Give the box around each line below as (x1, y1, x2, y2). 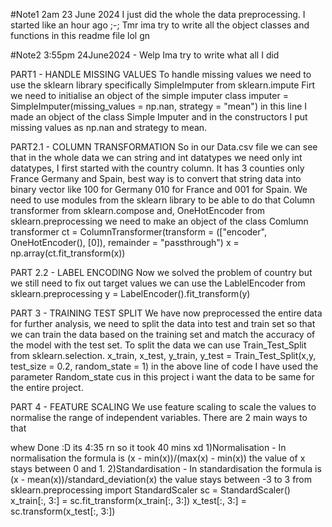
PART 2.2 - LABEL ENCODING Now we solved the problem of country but (10, 267, 313, 278)
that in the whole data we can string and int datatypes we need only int (10, 152, 303, 163)
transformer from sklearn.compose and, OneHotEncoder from (10, 205, 266, 216)
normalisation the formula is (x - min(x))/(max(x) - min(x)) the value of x (10, 452, 306, 464)
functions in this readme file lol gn (10, 30, 151, 41)
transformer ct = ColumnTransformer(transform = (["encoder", (10, 226, 267, 238)
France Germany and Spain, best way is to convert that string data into (10, 173, 302, 184)
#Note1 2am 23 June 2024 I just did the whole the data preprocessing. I (10, 9, 306, 20)
